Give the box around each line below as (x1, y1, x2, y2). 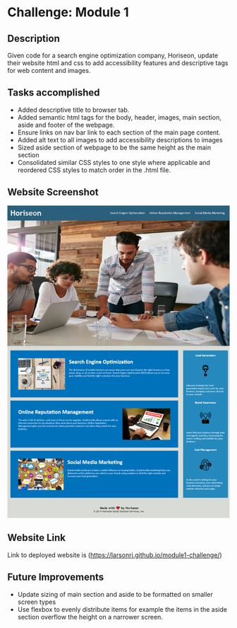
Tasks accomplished (7, 86, 100, 99)
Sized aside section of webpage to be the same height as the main (17, 143, 212, 152)
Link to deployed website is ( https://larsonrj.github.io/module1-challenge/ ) (7, 550, 222, 559)
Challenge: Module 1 (7, 4, 129, 21)
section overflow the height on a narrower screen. (17, 612, 164, 621)
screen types (17, 598, 56, 606)
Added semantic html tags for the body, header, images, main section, (17, 113, 222, 121)
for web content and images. (7, 67, 91, 74)
